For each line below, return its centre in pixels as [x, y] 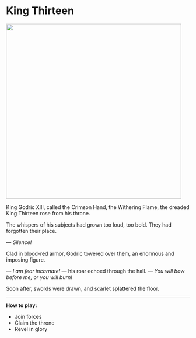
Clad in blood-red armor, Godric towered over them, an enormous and [90, 253]
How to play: [22, 305]
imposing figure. [26, 259]
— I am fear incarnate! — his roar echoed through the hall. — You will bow [95, 271]
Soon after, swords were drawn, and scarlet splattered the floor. [83, 288]
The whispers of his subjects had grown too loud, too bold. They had [89, 224]
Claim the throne [34, 323]
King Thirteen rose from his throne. [48, 213]
